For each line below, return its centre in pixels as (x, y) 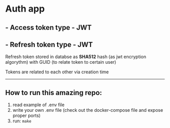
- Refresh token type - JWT (49, 44)
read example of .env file (38, 105)
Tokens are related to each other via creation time (57, 72)
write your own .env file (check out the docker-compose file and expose (88, 110)
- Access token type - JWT (49, 28)
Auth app (25, 9)
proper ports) (27, 116)
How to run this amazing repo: (54, 92)
